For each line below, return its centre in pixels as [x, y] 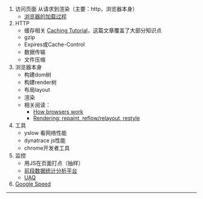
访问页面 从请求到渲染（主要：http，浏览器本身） [76, 9]
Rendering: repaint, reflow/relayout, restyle [86, 118]
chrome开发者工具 [47, 148]
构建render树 [40, 82]
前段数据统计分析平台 [50, 171]
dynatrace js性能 [45, 140]
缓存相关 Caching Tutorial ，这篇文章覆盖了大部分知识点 [93, 30]
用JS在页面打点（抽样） [54, 163]
